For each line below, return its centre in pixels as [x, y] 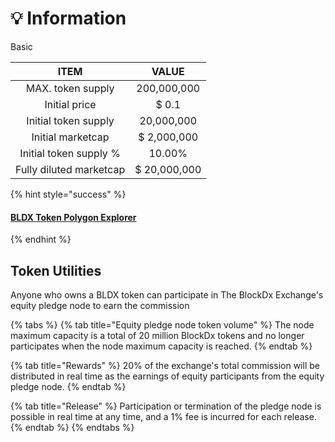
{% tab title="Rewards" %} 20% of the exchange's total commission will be [165, 365]
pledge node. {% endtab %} [68, 386]
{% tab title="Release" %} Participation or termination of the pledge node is [166, 406]
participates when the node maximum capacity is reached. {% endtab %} [161, 346]
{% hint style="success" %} [68, 194]
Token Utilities [56, 270]
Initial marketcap [70, 137]
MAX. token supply [70, 88]
